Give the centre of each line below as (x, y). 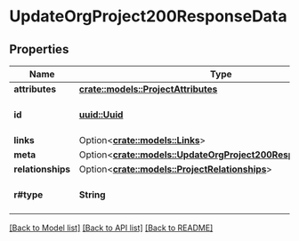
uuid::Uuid (101, 115)
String (92, 195)
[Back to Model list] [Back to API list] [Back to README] (111, 228)
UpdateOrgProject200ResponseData (148, 16)
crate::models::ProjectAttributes (148, 89)
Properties (39, 49)
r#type (28, 195)
